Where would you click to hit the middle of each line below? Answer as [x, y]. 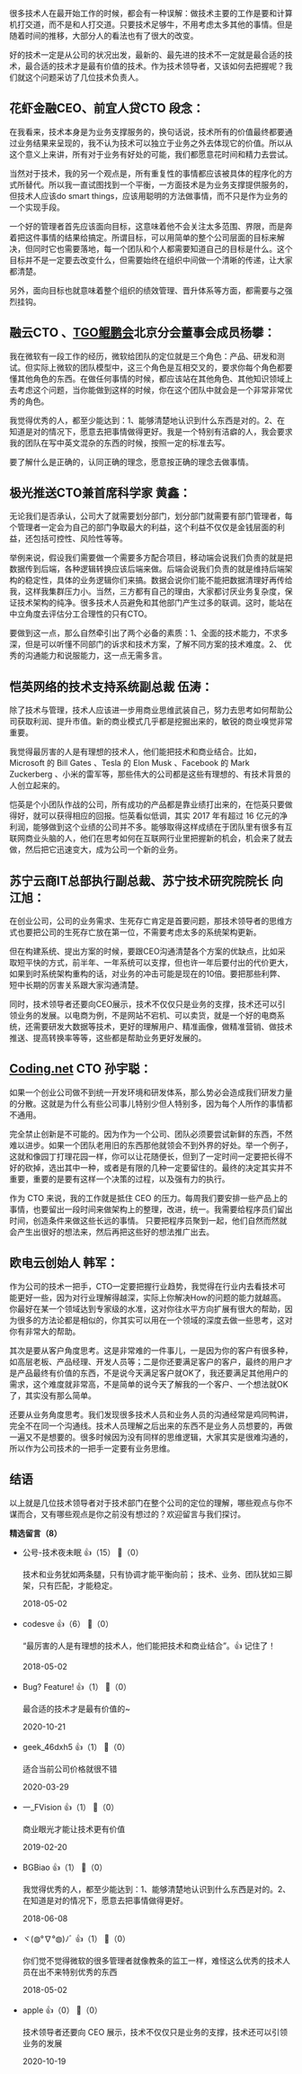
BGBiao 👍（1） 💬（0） [65, 1867]
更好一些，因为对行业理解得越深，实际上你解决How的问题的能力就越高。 [151, 1297]
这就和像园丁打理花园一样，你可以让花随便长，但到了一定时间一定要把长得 [147, 1156]
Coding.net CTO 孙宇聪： [80, 1069]
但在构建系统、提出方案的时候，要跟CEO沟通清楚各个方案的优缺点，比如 [144, 951]
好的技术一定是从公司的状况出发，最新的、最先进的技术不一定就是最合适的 [147, 55]
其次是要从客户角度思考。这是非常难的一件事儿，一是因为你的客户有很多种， [151, 1350]
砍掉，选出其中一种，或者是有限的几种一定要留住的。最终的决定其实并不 [159, 1167]
